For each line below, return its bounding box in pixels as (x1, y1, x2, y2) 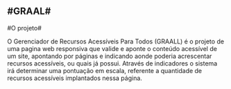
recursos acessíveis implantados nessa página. (7, 74, 142, 82)
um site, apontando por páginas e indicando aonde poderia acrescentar (7, 52, 212, 60)
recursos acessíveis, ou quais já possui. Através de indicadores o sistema (7, 59, 218, 68)
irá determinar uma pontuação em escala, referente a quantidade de (7, 66, 203, 75)
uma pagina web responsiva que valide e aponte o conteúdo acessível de (7, 44, 217, 52)
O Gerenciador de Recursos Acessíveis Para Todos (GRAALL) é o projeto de (7, 37, 224, 46)
